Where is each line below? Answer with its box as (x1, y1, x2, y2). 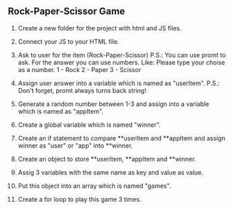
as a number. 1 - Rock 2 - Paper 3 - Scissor (17, 65, 141, 73)
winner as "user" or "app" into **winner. (17, 141, 133, 150)
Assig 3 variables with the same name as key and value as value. (17, 168, 204, 176)
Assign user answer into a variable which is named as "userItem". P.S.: (17, 79, 221, 87)
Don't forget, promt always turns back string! (17, 86, 146, 94)
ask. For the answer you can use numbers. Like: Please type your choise (17, 58, 225, 67)
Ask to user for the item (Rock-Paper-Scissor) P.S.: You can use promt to (17, 51, 226, 59)
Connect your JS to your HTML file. (17, 37, 120, 46)
